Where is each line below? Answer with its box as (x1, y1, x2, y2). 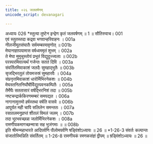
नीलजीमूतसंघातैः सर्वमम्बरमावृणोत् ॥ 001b (5, 41, 72, 48)
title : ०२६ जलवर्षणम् (5, 7, 43, 13)
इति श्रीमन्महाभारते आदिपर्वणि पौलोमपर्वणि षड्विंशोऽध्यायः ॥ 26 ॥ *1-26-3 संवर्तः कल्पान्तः (5, 127, 148, 133)
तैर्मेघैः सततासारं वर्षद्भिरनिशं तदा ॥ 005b (5, 87, 73, 93)
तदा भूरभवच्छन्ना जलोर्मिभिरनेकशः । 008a (5, 116, 73, 122)
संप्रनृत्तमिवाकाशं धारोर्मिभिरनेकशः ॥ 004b (5, 76, 72, 82)
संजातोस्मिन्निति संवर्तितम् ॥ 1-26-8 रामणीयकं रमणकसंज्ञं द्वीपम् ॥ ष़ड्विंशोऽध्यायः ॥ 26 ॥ (5, 132, 147, 139)
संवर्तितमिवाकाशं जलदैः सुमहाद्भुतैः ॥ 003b (5, 64, 75, 71)
